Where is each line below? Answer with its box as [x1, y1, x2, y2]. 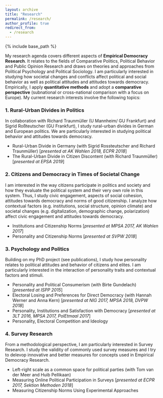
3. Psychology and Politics [5, 246, 70, 252]
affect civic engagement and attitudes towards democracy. [5, 213, 124, 219]
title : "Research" [5, 12, 43, 17]
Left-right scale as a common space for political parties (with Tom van [12, 367, 154, 373]
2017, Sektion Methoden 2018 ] [12, 382, 73, 388]
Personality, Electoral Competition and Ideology [12, 318, 109, 324]
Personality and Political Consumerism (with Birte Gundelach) [12, 281, 137, 287]
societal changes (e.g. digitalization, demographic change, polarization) [5, 208, 150, 214]
